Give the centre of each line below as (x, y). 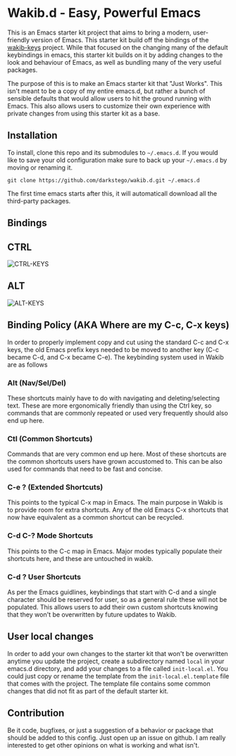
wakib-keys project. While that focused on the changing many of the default (118, 47)
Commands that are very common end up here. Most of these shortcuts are (117, 454)
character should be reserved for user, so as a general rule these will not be (117, 600)
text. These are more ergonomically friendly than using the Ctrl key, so (110, 405)
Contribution (36, 713)
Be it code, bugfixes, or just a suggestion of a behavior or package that (110, 730)
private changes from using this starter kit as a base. (84, 113)
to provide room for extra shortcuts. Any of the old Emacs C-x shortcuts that (118, 510)
